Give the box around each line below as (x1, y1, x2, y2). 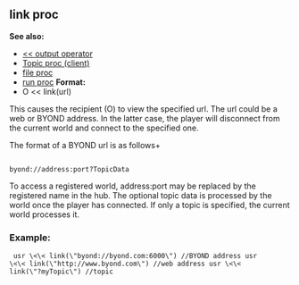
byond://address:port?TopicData (9, 164, 129, 173)
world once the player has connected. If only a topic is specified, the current (9, 199, 290, 210)
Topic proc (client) (21, 57, 90, 68)
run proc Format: (21, 76, 87, 88)
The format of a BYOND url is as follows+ (9, 139, 161, 150)
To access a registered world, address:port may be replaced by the (9, 180, 256, 191)
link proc (9, 7, 60, 22)
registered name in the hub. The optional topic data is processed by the (9, 189, 272, 200)
